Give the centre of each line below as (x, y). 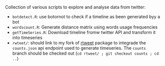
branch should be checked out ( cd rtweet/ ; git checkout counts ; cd (85, 53)
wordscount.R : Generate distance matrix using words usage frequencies (85, 27)
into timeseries (27, 37)
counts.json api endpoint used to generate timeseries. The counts (79, 48)
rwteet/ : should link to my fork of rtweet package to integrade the (79, 43)
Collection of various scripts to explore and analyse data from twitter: (75, 7)
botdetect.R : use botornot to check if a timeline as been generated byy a (86, 16)
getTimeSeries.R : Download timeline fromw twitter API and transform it (84, 32)
